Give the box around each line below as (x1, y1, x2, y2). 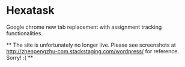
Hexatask (6, 4, 55, 17)
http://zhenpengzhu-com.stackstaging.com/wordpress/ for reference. (6, 47, 180, 54)
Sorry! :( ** (6, 54, 34, 61)
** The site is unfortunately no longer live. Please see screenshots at (6, 41, 176, 48)
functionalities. (6, 29, 43, 36)
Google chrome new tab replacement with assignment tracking (6, 23, 162, 31)
